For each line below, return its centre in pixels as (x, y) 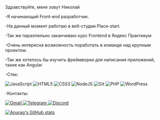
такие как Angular (24, 65)
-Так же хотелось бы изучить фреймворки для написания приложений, (80, 60)
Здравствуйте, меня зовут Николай (43, 7)
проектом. (16, 50)
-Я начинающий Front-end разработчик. (47, 16)
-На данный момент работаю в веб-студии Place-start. (63, 26)
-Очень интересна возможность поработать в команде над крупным (78, 45)
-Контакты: (17, 93)
